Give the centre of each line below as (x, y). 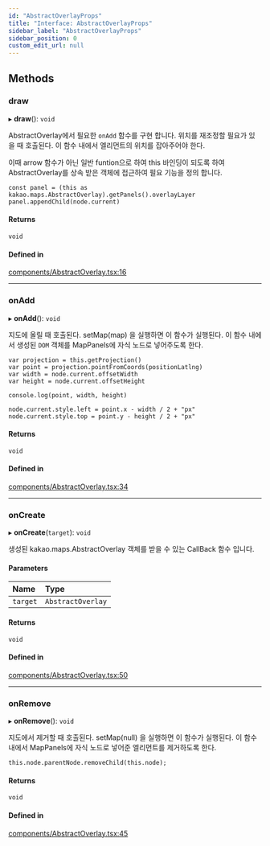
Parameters (28, 568)
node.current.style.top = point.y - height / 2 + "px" (102, 416)
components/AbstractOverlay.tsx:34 (68, 487)
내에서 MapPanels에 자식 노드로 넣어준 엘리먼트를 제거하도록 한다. (112, 748)
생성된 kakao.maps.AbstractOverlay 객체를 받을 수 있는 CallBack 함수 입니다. (131, 549)
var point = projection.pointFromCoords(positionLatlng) (106, 367)
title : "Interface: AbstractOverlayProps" (80, 23)
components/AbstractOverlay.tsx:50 (68, 675)
